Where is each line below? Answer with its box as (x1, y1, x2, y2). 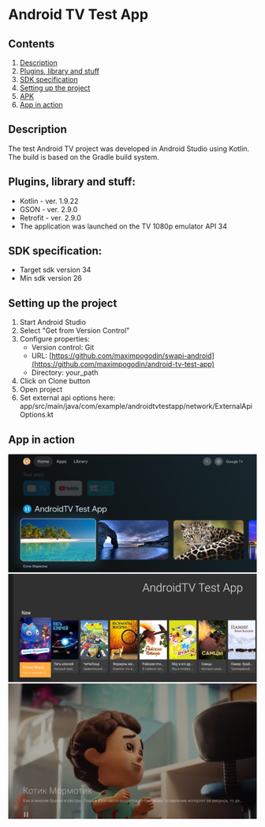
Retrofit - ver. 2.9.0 (19, 213, 81, 222)
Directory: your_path (31, 368, 99, 377)
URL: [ (31, 351, 53, 361)
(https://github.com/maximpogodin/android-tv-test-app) (31, 360, 215, 369)
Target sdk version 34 (19, 265, 91, 274)
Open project (19, 385, 63, 395)
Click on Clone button (19, 376, 91, 386)
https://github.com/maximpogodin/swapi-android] (51, 351, 215, 361)
